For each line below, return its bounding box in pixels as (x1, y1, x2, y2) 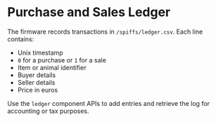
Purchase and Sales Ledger (7, 4, 171, 20)
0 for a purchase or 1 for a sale (17, 55, 107, 64)
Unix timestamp (17, 48, 63, 57)
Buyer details (17, 71, 56, 79)
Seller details (17, 78, 56, 86)
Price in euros (17, 86, 58, 94)
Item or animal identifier (17, 63, 87, 72)
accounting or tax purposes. (7, 107, 89, 115)
